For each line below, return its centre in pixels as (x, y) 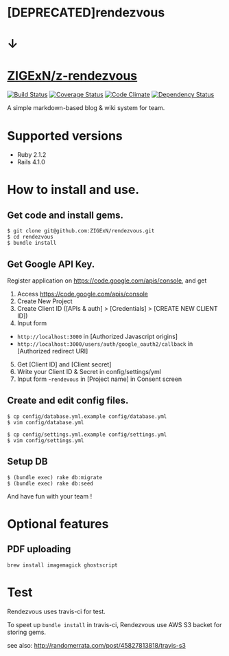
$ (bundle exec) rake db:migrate (55, 477)
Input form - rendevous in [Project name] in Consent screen (99, 379)
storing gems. (27, 632)
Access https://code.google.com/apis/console (83, 294)
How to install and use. (73, 190)
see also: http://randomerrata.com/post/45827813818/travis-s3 (97, 645)
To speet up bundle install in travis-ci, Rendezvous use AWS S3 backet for (114, 624)
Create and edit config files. (68, 401)
